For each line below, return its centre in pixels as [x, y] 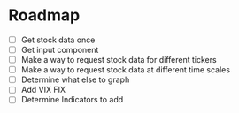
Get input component [60, 50]
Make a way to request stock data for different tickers [119, 60]
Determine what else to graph [75, 79]
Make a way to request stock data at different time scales [126, 70]
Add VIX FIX [43, 90]
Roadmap [44, 15]
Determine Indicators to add [72, 100]
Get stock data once [58, 40]
